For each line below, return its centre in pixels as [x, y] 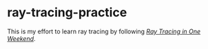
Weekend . [21, 38]
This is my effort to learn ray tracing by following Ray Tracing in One [104, 31]
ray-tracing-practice [67, 13]
